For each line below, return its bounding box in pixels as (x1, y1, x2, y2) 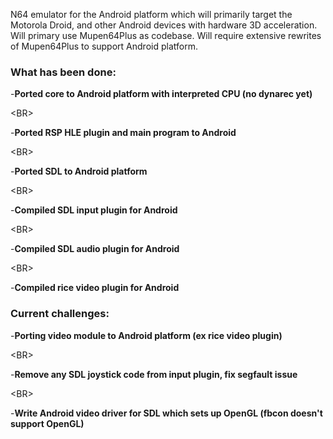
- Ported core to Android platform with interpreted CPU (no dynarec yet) (10, 88, 313, 100)
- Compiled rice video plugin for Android (10, 282, 180, 294)
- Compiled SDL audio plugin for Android (10, 243, 180, 255)
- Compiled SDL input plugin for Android (10, 204, 178, 216)
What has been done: (10, 65, 117, 79)
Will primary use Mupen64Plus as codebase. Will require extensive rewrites (10, 30, 322, 41)
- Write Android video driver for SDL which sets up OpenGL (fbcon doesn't (10, 407, 323, 419)
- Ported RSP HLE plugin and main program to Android (10, 127, 237, 139)
